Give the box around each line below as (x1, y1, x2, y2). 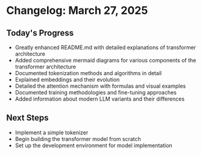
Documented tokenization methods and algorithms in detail (14, 70, 162, 76)
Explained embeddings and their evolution (14, 76, 120, 83)
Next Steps (6, 113, 49, 123)
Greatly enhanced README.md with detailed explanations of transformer (14, 44, 196, 51)
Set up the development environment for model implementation (14, 142, 173, 149)
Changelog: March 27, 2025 (6, 4, 148, 18)
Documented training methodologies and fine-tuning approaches (14, 89, 177, 96)
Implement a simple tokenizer (14, 128, 89, 136)
